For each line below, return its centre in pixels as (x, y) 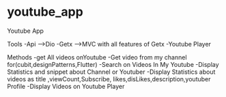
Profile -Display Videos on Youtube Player (66, 86)
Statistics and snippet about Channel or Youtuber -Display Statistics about (111, 72)
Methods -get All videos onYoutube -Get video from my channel (97, 57)
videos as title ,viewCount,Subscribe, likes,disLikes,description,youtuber (109, 79)
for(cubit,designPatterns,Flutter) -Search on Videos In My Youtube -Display (113, 64)
